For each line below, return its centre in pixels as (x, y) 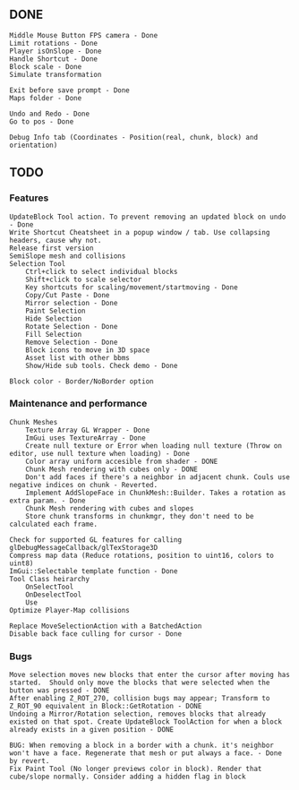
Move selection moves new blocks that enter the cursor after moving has (150, 675)
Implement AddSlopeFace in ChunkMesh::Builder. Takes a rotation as (156, 493)
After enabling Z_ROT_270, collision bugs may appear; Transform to (140, 699)
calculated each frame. (54, 524)
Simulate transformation (56, 74)
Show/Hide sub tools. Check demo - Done (102, 365)
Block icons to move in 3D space (88, 350)
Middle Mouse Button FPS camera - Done (84, 35)
